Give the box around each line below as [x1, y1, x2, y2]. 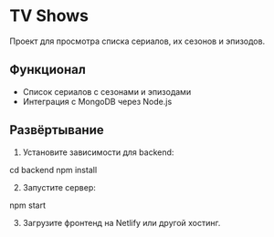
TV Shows [9, 5, 90, 26]
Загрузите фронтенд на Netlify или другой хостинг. [22, 217, 221, 228]
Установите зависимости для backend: [22, 147, 174, 158]
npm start [9, 200, 47, 211]
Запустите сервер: [22, 181, 96, 192]
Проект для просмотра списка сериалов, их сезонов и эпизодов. [9, 36, 266, 46]
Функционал [9, 62, 87, 77]
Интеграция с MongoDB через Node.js [22, 96, 173, 107]
